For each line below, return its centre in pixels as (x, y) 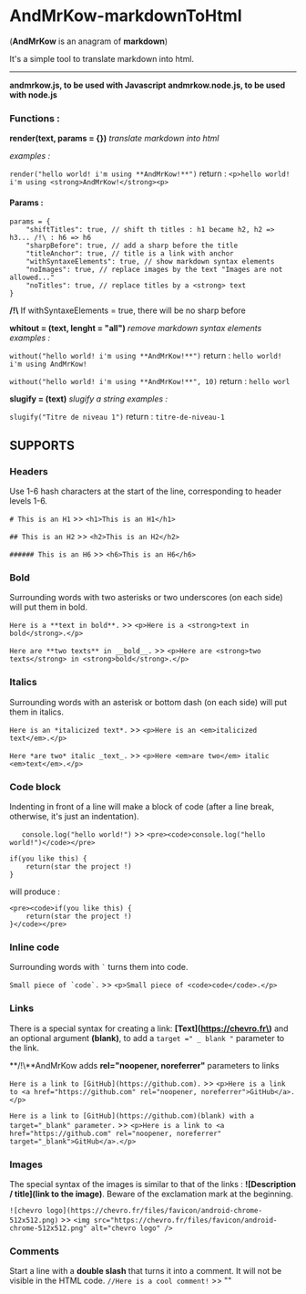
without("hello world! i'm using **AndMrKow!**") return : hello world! (146, 356)
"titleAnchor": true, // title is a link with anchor (130, 254)
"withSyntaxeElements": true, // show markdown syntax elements (150, 262)
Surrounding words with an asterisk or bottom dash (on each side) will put (148, 702)
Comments (34, 1251)
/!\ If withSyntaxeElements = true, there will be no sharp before (127, 310)
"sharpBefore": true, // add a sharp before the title (132, 246)
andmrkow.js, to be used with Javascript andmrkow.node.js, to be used (148, 85)
